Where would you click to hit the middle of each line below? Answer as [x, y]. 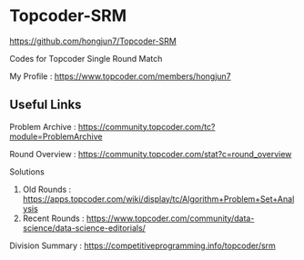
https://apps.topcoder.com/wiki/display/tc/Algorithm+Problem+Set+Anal [158, 199]
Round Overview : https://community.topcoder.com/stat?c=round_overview [151, 154]
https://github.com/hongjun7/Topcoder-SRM [93, 41]
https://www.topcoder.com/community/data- [170, 218]
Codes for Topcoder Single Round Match [86, 58]
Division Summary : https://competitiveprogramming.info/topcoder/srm [142, 245]
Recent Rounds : [53, 218]
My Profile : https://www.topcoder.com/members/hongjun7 [121, 76]
